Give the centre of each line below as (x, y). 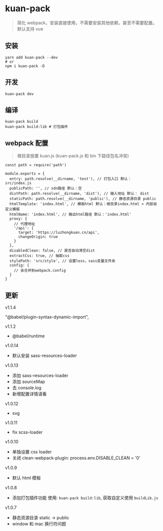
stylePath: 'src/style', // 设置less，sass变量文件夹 (63, 261)
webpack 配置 (27, 143)
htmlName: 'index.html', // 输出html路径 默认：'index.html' (70, 215)
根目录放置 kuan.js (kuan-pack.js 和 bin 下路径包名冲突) (73, 156)
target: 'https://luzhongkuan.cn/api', (58, 233)
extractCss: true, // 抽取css (39, 256)
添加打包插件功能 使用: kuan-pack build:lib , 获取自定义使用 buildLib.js (85, 498)
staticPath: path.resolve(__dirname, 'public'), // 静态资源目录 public (83, 199)
